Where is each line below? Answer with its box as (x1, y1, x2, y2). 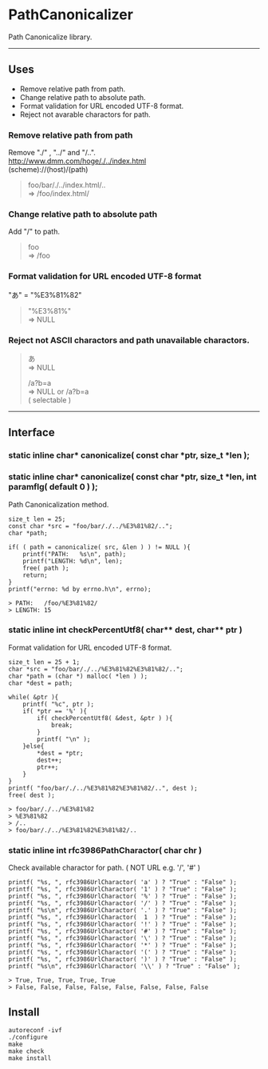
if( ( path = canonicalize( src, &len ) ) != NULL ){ (8, 543, 191, 551)
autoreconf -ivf (8, 1026, 62, 1034)
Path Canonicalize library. (8, 32, 93, 42)
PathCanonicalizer (8, 6, 134, 24)
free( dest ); (8, 791, 56, 799)
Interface (8, 426, 55, 439)
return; (22, 571, 48, 579)
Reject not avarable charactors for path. (19, 110, 152, 119)
